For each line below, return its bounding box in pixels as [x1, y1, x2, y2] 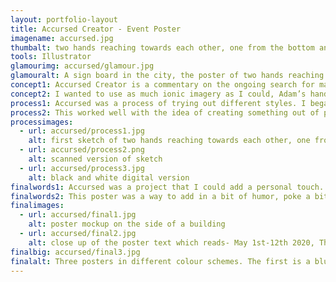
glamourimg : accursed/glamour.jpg [10, 61, 155, 71]
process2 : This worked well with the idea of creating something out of [10, 107, 320, 118]
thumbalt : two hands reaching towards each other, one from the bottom [10, 42, 315, 53]
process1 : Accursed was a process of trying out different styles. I [10, 98, 307, 108]
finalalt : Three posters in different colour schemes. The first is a [10, 256, 311, 266]
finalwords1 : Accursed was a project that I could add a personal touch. [10, 182, 325, 192]
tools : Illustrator [10, 52, 92, 62]
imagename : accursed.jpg [10, 33, 114, 43]
